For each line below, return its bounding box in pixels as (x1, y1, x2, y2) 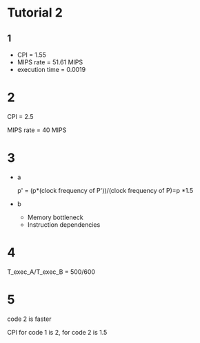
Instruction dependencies (27, 220, 101, 229)
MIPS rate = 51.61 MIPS (17, 58, 83, 66)
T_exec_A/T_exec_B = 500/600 (7, 268, 95, 276)
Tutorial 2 (7, 5, 63, 21)
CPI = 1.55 (17, 50, 47, 59)
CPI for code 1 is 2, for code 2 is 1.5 (7, 328, 108, 336)
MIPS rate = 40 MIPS (7, 126, 67, 134)
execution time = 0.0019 (17, 66, 86, 73)
